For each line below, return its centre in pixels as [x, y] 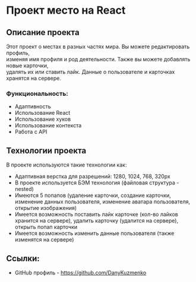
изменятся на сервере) [44, 240]
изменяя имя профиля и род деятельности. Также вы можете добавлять [98, 59]
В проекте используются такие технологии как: [67, 165]
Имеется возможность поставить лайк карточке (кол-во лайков [96, 214]
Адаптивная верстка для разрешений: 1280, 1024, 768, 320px [92, 177]
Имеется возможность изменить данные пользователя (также [94, 233]
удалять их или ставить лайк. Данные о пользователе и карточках [91, 72]
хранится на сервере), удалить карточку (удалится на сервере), [97, 221]
